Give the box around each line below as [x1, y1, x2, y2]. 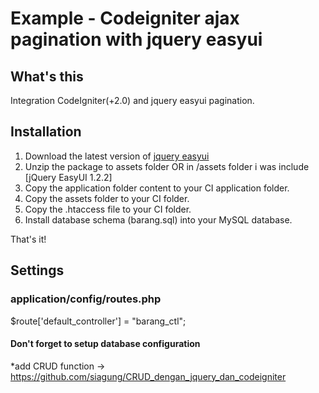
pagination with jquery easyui [10, 28, 263, 51]
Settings [10, 262, 65, 279]
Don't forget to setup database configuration [10, 338, 201, 350]
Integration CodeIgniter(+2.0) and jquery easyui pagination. [10, 95, 255, 106]
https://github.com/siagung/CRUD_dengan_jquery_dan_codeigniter [10, 370, 287, 382]
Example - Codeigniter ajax [10, 7, 240, 30]
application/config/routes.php [10, 292, 162, 306]
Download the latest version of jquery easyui [24, 150, 210, 162]
